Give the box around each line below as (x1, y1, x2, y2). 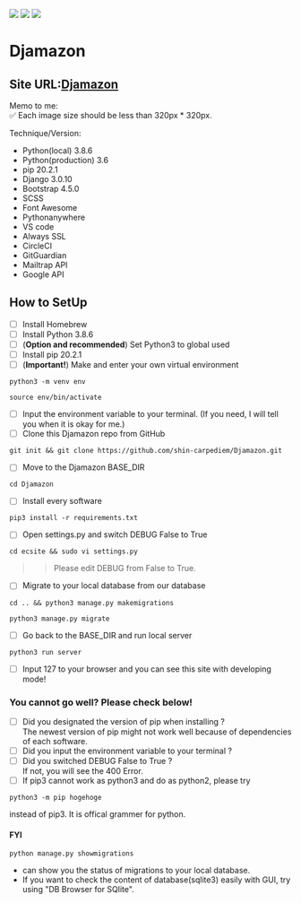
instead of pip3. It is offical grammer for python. (9, 809, 186, 820)
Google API (21, 269, 64, 280)
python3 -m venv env (9, 378, 87, 386)
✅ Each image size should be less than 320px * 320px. (9, 110, 212, 120)
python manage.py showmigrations (9, 849, 134, 858)
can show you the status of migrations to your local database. (21, 865, 251, 876)
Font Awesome (21, 203, 78, 213)
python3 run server (9, 647, 82, 656)
